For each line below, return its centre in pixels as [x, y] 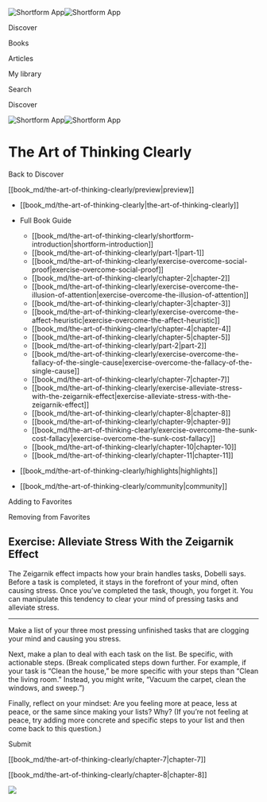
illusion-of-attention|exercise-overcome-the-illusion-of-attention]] [140, 295]
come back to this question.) [55, 728]
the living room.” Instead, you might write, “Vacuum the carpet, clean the [127, 679]
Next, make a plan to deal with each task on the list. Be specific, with [120, 654]
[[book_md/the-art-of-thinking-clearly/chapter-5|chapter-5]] [131, 337]
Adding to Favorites [41, 502]
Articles [21, 58]
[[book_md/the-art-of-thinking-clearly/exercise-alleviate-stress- [137, 387]
